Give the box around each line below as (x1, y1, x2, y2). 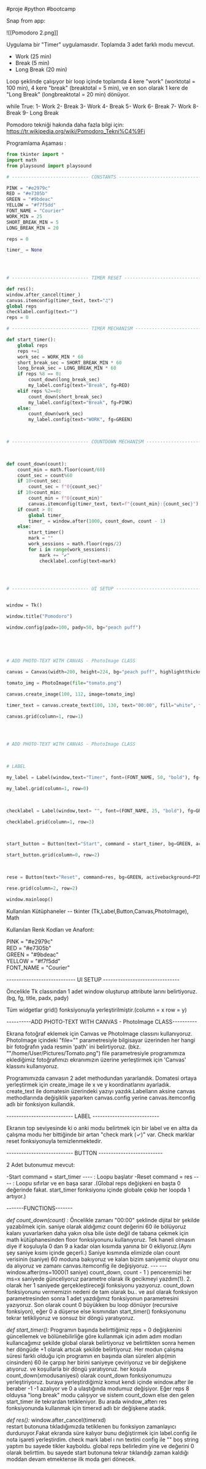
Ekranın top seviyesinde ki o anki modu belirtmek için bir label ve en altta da (6, 1124, 198, 1131)
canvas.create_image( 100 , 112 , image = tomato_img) (6, 691, 136, 697)
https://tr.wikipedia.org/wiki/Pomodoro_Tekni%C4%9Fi (6, 128, 145, 134)
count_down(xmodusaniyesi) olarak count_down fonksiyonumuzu (6, 1371, 172, 1379)
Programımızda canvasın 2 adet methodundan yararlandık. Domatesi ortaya (6, 1074, 197, 1082)
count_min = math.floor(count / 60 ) (17, 467, 105, 473)
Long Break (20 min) (15, 66, 67, 73)
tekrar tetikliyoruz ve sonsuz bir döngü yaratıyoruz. (6, 1314, 135, 1322)
